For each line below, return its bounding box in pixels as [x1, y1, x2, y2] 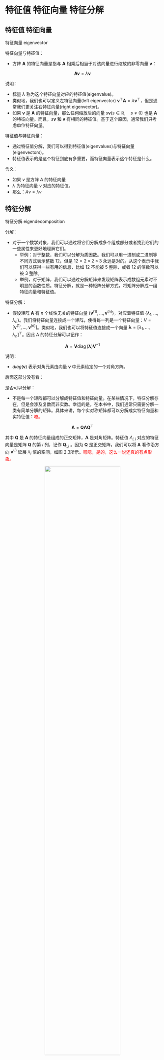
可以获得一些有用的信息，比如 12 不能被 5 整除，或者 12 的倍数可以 [24, 264, 159, 270]
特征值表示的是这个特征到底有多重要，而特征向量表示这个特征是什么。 [12, 155, 155, 161]
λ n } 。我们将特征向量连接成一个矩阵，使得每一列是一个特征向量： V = [12, 317, 151, 324]
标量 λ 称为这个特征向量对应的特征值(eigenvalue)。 [12, 91, 116, 97]
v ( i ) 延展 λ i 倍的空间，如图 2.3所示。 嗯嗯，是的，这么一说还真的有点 [10, 448, 148, 456]
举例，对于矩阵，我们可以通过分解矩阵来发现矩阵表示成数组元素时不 [19, 277, 158, 283]
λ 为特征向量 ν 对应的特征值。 [12, 183, 73, 188]
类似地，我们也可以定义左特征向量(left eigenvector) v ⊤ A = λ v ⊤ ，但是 [12, 97, 154, 104]
